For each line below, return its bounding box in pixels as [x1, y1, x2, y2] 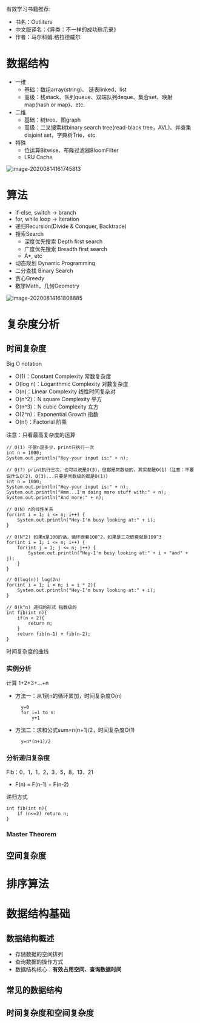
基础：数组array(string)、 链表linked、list [24, 86, 127, 93]
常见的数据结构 [6, 985, 62, 996]
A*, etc [24, 252, 42, 260]
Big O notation [6, 360, 42, 367]
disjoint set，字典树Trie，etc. [24, 131, 97, 139]
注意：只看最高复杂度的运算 [6, 431, 76, 438]
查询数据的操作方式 [15, 958, 64, 965]
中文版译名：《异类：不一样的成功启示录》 [15, 26, 119, 33]
